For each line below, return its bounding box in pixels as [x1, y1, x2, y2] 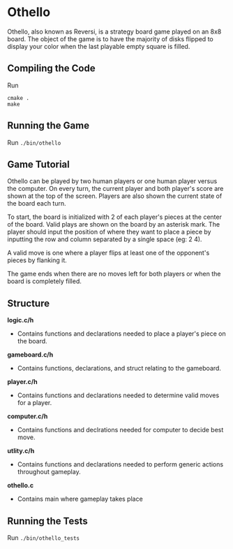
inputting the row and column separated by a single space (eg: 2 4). [7, 235, 202, 243]
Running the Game [7, 120, 89, 131]
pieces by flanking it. [7, 256, 68, 264]
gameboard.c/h [7, 350, 54, 359]
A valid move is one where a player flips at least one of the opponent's [7, 249, 210, 257]
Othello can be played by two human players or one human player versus [7, 177, 218, 185]
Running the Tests [7, 515, 89, 527]
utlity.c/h [7, 447, 35, 455]
